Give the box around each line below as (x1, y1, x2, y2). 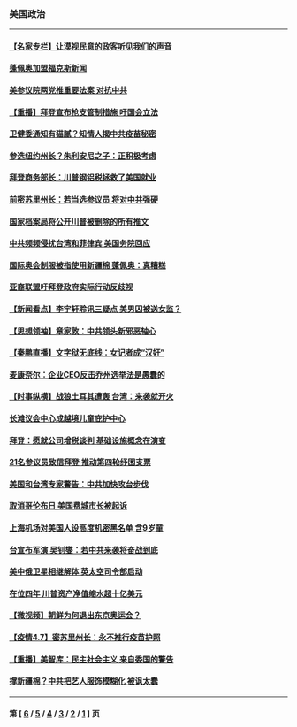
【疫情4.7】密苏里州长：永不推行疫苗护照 (9, 631, 161, 642)
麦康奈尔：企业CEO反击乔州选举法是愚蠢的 (9, 369, 165, 379)
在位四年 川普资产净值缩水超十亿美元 (9, 588, 143, 599)
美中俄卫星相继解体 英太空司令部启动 (9, 566, 143, 577)
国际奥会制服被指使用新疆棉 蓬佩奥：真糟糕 (9, 259, 166, 271)
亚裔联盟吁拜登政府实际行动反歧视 (9, 281, 133, 293)
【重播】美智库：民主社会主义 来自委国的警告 (9, 654, 174, 664)
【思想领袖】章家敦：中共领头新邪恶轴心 (9, 325, 156, 336)
